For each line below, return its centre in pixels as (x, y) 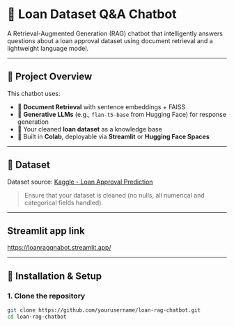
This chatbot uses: (34, 93)
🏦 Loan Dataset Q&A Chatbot (92, 14)
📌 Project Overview (50, 77)
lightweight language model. (48, 48)
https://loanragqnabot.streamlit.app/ (59, 248)
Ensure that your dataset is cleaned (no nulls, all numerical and (115, 195)
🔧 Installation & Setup (55, 276)
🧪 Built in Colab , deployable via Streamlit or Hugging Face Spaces (114, 136)
